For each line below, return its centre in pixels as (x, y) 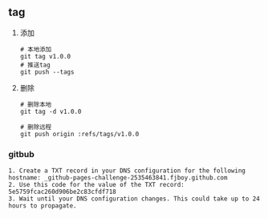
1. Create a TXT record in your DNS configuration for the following (127, 171)
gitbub (21, 154)
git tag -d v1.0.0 (51, 111)
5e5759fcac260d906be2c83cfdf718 (62, 192)
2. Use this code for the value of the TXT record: (96, 185)
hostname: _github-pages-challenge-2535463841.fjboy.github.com (118, 178)
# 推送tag (35, 65)
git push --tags (47, 72)
